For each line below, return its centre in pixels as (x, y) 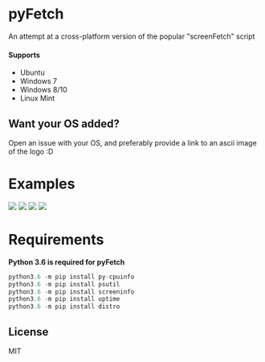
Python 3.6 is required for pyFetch (67, 261)
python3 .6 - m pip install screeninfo (71, 292)
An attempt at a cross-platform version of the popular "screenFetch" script (132, 36)
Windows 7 (39, 81)
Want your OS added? (64, 123)
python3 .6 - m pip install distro (64, 306)
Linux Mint (37, 98)
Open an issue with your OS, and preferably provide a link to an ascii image (132, 142)
